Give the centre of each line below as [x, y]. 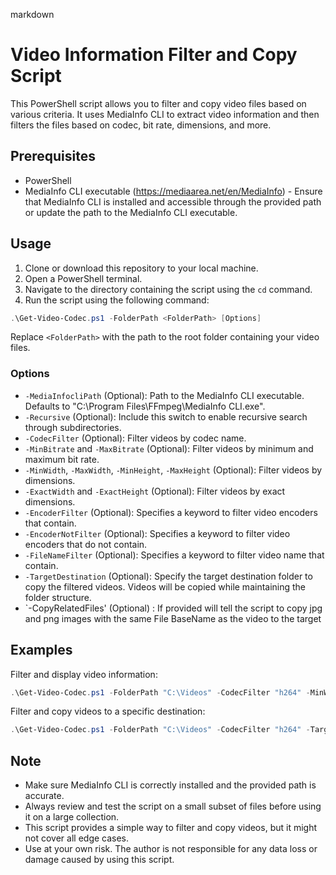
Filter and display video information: [84, 674]
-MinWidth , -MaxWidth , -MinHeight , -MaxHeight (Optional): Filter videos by [173, 470]
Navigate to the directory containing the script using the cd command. [168, 289]
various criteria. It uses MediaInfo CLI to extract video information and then [165, 114]
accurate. [44, 796]
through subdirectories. [73, 427]
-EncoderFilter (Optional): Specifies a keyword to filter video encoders [171, 512]
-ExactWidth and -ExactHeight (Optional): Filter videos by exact [155, 491]
